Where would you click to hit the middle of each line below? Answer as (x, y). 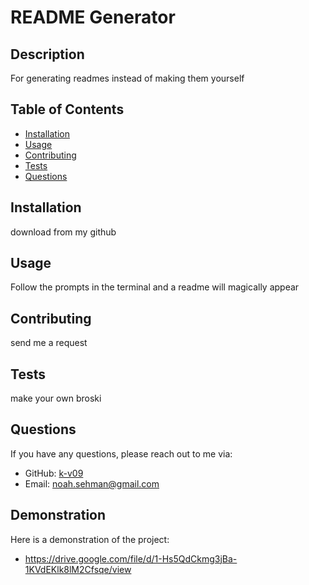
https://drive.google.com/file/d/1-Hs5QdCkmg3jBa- (131, 558)
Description (47, 54)
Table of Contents (67, 109)
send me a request (49, 343)
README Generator (93, 17)
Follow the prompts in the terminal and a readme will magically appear (155, 287)
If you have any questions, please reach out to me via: (121, 453)
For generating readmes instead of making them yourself (127, 78)
